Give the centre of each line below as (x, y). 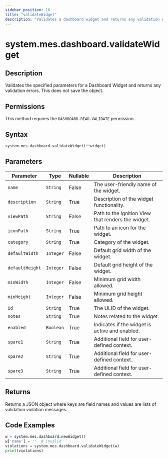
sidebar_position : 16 (28, 10)
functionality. (109, 205)
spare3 (15, 371)
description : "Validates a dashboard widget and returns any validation (82, 19)
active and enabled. (117, 331)
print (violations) (24, 450)
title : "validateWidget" (31, 15)
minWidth (18, 282)
